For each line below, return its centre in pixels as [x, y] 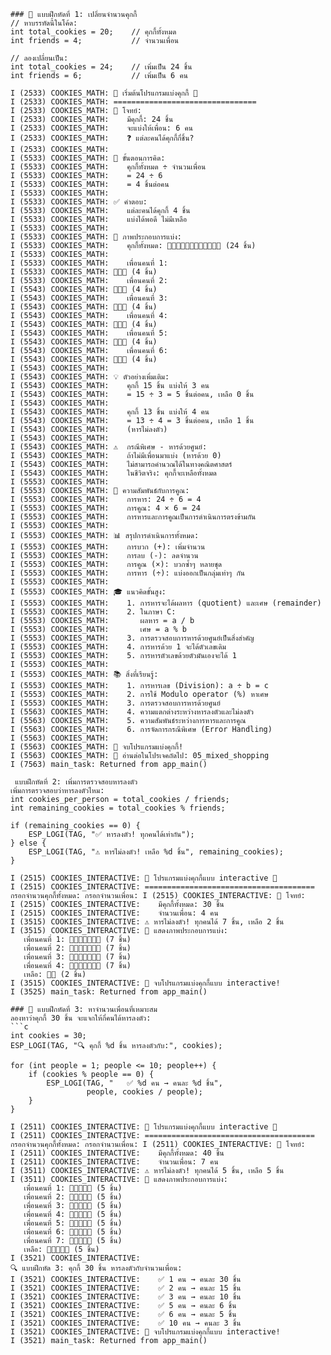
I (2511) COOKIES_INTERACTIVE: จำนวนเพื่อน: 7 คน [114, 1162]
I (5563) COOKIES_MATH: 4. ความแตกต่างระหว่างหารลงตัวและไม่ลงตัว [132, 712]
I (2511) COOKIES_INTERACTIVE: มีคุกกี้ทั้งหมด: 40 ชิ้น [117, 1153]
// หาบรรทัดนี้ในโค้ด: [44, 23]
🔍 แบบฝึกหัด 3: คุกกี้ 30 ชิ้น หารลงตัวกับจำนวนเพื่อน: [96, 1268]
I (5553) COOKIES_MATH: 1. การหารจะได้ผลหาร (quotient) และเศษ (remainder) [166, 603]
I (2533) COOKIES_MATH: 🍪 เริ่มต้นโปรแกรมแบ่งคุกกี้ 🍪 [104, 93]
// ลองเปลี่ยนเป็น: [39, 58]
